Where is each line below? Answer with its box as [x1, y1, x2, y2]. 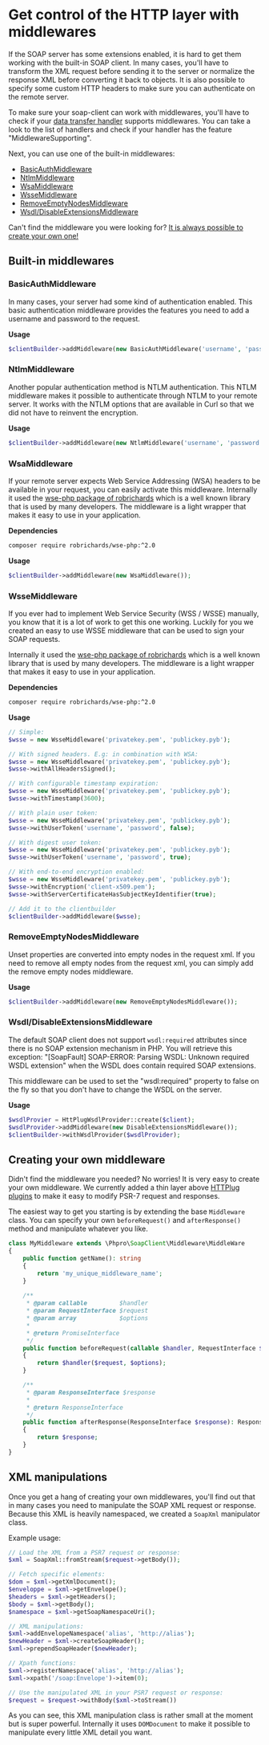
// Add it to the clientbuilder [8, 905, 116, 913]
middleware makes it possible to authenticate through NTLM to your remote [8, 390, 258, 400]
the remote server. [8, 92, 70, 101]
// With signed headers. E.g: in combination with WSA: [8, 750, 199, 758]
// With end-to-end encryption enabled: [8, 868, 146, 877]
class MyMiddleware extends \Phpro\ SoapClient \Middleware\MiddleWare [8, 1240, 246, 1248]
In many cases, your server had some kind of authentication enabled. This [8, 296, 253, 306]
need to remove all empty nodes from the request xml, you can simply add [8, 958, 254, 967]
